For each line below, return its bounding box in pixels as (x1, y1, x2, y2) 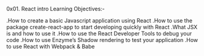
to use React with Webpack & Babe (6, 43, 95, 50)
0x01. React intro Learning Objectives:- (6, 5, 105, 12)
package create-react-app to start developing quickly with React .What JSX (6, 24, 198, 30)
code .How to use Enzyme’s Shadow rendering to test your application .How (6, 37, 198, 43)
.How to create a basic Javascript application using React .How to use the (6, 17, 193, 24)
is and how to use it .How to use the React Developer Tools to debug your (6, 30, 192, 37)
